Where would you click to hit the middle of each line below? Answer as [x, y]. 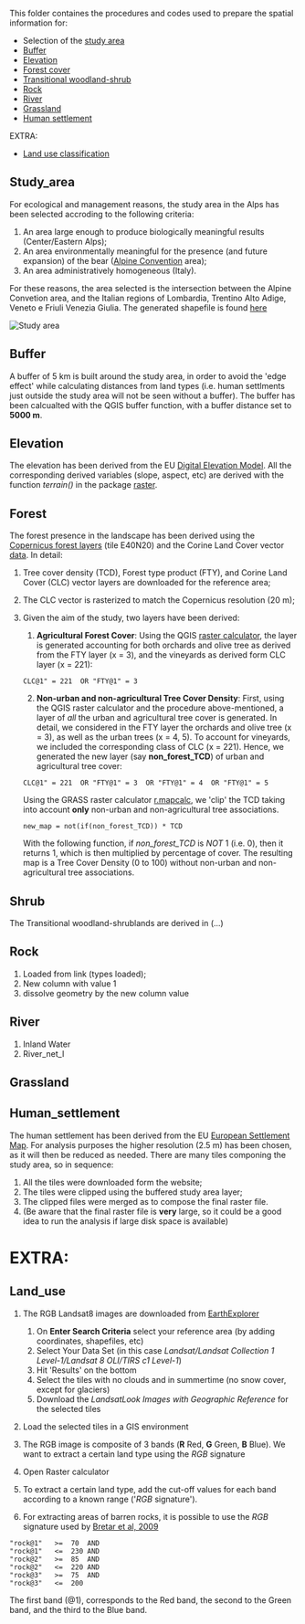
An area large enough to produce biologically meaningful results [143, 231]
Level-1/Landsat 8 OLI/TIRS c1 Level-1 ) [109, 1360]
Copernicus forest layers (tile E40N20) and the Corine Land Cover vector [147, 545]
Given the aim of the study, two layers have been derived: [131, 618]
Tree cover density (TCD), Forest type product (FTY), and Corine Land [155, 573]
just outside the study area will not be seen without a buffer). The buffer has [152, 395]
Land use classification [66, 153]
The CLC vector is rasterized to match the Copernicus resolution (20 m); [158, 600]
